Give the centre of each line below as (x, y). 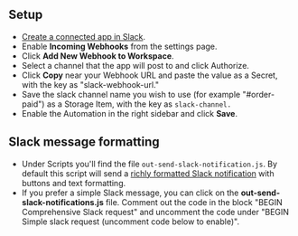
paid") (33, 104)
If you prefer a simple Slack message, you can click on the (130, 193)
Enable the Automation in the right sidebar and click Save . (130, 113)
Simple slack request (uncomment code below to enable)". (130, 222)
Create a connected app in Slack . (84, 36)
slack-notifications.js (63, 202)
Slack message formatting (84, 142)
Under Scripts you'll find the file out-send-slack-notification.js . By (149, 164)
